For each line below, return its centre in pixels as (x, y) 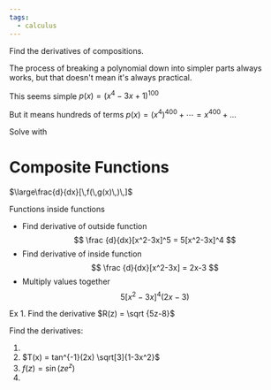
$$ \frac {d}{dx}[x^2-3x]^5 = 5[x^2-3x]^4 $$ (155, 240)
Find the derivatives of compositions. (76, 50)
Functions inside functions (57, 209)
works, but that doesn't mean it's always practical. (101, 77)
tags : (19, 17)
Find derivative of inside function (82, 254)
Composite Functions (89, 167)
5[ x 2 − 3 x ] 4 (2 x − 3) (155, 295)
